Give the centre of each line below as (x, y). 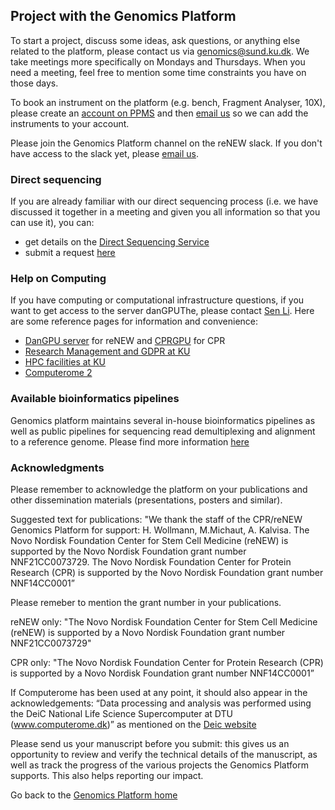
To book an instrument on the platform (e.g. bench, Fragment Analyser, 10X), (168, 102)
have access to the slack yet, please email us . (105, 153)
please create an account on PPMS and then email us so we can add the (159, 113)
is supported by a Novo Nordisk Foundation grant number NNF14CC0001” (162, 673)
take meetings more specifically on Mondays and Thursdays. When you (158, 61)
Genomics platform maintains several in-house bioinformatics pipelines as (163, 420)
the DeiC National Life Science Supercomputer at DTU (121, 713)
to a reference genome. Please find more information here (130, 441)
